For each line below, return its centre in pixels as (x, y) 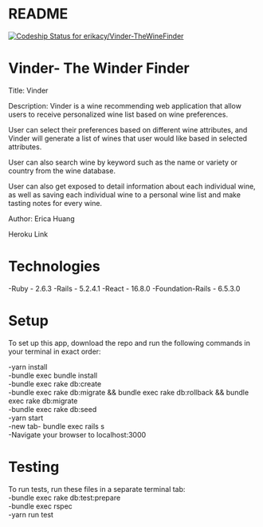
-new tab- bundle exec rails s (57, 426)
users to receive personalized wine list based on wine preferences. (118, 114)
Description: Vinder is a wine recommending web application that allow (125, 105)
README (38, 14)
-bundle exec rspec (41, 506)
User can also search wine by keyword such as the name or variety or (123, 162)
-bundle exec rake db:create (55, 383)
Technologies (55, 266)
